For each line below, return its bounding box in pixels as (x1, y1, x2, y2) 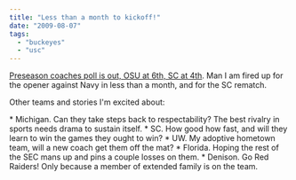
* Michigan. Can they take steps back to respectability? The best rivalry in (9, 114, 280, 125)
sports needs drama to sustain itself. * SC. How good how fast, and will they (9, 123, 288, 134)
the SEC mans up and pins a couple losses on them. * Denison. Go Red (9, 152, 269, 162)
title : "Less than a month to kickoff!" (9, 12, 162, 22)
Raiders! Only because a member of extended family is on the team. (9, 161, 259, 172)
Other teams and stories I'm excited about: (9, 97, 165, 107)
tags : (9, 29, 29, 38)
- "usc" (17, 46, 46, 55)
